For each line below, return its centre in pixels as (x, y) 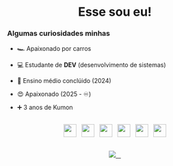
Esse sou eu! (115, 12)
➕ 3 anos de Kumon (45, 108)
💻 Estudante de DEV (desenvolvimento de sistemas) (91, 65)
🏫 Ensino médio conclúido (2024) (64, 81)
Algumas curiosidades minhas (59, 34)
